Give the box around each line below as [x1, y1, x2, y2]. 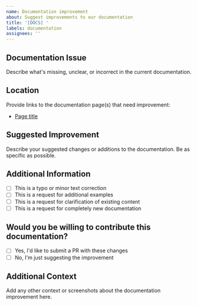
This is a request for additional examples [14, 191, 114, 198]
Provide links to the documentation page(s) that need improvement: [6, 101, 170, 108]
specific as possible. [6, 152, 56, 159]
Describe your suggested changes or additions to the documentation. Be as [6, 146, 190, 153]
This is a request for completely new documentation [14, 205, 142, 212]
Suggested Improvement [6, 130, 99, 140]
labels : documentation [6, 25, 62, 31]
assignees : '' [6, 31, 41, 37]
